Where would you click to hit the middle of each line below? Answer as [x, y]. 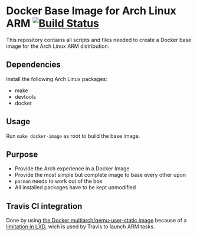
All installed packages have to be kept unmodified [75, 187]
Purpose [22, 154]
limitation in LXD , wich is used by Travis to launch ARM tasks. [81, 227]
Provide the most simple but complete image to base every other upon [100, 175]
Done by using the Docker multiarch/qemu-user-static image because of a [96, 221]
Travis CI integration [44, 206]
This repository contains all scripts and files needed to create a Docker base [99, 40]
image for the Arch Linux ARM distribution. [58, 46]
